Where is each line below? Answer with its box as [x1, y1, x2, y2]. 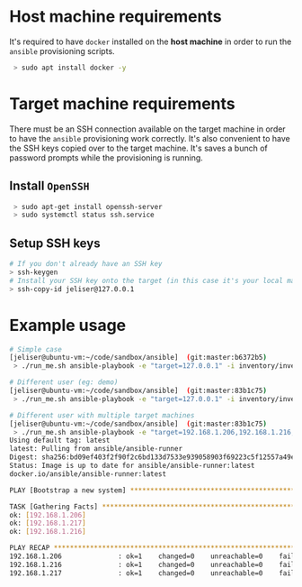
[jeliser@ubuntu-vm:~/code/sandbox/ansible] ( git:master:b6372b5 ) [9, 353, 268, 362]
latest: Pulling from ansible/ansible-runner [9, 445, 182, 454]
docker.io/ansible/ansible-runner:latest [9, 469, 167, 479]
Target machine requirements [9, 94, 235, 114]
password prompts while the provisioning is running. [9, 151, 204, 163]
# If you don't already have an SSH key [9, 260, 164, 269]
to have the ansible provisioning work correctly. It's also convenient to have [9, 133, 290, 143]
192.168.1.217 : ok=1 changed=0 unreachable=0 [9, 568, 263, 578]
